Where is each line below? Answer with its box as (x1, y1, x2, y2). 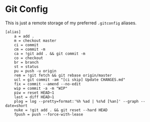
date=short (5, 103, 28, 108)
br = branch (14, 60, 39, 65)
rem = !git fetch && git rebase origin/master (14, 73, 112, 78)
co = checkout (14, 56, 43, 61)
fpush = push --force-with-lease (14, 112, 83, 117)
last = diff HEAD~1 (14, 94, 55, 100)
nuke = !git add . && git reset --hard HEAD (14, 108, 108, 113)
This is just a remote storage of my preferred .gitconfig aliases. (5, 20, 137, 26)
